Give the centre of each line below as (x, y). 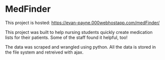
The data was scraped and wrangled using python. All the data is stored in (81, 47)
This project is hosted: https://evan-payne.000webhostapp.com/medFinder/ (82, 23)
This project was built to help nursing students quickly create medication (79, 32)
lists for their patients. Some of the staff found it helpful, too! (66, 37)
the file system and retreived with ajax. (44, 52)
